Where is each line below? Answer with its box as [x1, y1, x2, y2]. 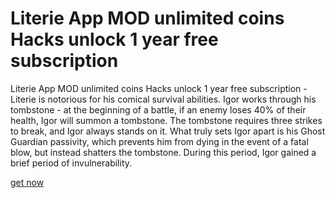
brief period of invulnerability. [10, 157, 133, 169]
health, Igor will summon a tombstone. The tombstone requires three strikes [10, 114, 323, 126]
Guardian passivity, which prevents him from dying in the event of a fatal [10, 135, 309, 147]
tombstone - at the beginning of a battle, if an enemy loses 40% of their [10, 103, 307, 116]
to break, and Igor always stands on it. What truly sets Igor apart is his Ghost [10, 125, 326, 137]
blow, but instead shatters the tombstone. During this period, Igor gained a [10, 146, 317, 158]
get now [10, 176, 45, 188]
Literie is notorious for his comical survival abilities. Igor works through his [10, 93, 317, 105]
